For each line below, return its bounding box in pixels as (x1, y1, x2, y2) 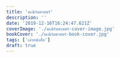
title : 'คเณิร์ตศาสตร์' (6, 8, 53, 15)
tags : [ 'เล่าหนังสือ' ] (6, 37, 50, 43)
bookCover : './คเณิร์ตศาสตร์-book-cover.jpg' (6, 31, 110, 37)
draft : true (6, 43, 36, 49)
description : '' (6, 14, 47, 21)
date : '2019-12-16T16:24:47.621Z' (6, 20, 93, 26)
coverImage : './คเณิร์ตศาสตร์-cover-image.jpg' (6, 25, 115, 32)
